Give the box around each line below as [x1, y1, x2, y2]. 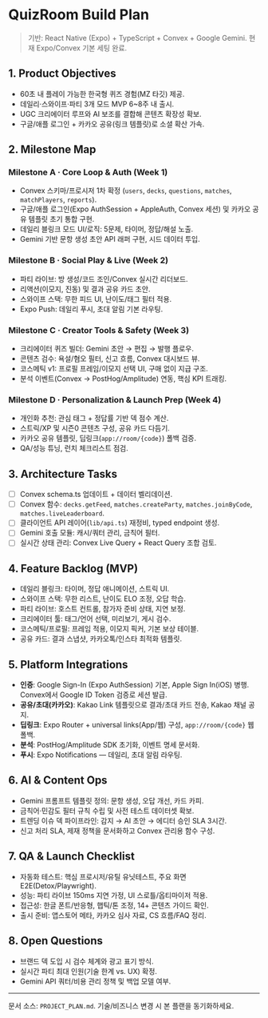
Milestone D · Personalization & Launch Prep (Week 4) [8, 394, 222, 405]
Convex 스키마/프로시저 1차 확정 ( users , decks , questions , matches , [19, 186, 233, 195]
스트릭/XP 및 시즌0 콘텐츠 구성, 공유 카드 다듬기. [19, 423, 170, 433]
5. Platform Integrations [8, 658, 128, 671]
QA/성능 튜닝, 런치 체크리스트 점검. [19, 443, 129, 453]
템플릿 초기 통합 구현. [28, 214, 95, 224]
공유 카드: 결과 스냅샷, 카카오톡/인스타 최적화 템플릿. [19, 634, 182, 643]
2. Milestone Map [8, 142, 97, 157]
